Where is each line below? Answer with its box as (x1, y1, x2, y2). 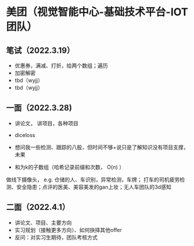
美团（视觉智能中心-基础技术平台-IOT (6, 5, 189, 19)
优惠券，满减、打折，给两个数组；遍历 (14, 62, 108, 69)
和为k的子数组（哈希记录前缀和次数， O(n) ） (14, 163, 125, 171)
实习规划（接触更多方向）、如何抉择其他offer (14, 226, 123, 233)
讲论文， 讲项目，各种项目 (14, 119, 78, 127)
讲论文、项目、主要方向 (14, 219, 72, 226)
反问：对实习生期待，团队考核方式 (14, 234, 98, 241)
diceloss (14, 131, 35, 138)
